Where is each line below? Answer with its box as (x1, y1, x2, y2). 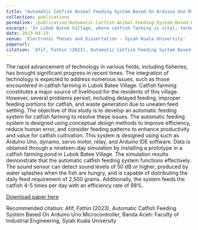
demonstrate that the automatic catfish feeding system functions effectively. (6, 156, 192, 164)
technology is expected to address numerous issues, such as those (6, 75, 170, 82)
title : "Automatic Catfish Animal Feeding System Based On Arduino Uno (6, 8, 186, 15)
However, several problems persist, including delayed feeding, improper (6, 94, 181, 101)
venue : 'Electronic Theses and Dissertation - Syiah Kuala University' (6, 36, 186, 42)
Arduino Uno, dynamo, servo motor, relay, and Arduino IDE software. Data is (6, 138, 190, 145)
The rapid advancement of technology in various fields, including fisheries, (6, 63, 189, 70)
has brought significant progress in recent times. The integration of (6, 69, 169, 76)
